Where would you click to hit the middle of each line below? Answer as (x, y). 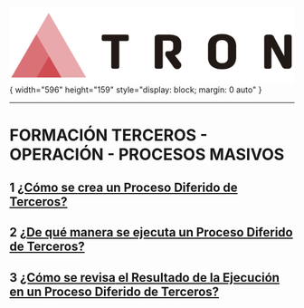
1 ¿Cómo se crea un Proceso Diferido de (123, 188)
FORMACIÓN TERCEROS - (109, 135)
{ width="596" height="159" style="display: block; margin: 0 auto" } (136, 90)
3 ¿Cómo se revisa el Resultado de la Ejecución (145, 278)
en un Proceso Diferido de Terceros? (114, 291)
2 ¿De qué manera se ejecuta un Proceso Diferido (151, 232)
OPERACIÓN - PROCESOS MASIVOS (147, 154)
